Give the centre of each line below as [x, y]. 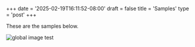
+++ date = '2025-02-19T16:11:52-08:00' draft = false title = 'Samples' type [97, 9]
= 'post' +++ [21, 15]
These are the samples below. [42, 26]
